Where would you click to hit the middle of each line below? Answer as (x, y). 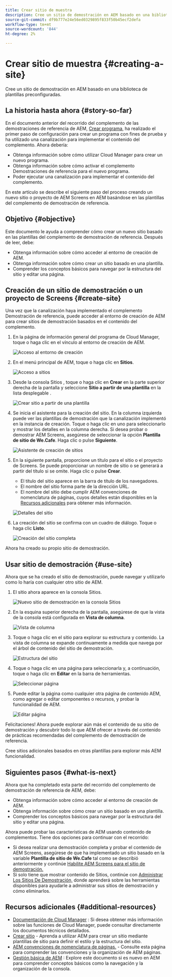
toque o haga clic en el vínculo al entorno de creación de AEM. (79, 343)
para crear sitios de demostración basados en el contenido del (71, 322)
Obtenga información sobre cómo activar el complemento (73, 165)
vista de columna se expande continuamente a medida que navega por (88, 643)
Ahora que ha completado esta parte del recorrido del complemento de (81, 785)
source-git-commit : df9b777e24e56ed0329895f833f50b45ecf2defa (73, 20)
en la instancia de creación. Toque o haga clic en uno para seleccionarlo (89, 424)
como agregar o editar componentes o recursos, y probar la (76, 699)
